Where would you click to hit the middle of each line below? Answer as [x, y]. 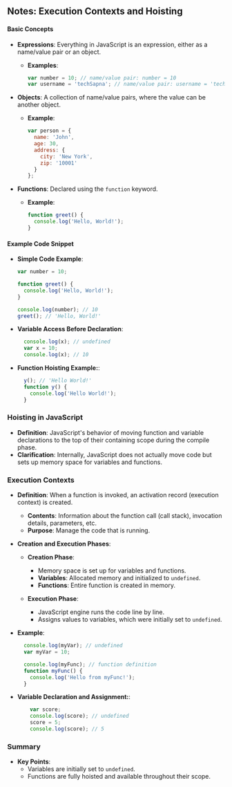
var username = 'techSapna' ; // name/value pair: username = [117, 84]
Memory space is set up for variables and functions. [112, 571]
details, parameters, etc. [62, 523]
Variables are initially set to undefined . [81, 769]
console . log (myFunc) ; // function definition [90, 664]
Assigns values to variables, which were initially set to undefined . [130, 620]
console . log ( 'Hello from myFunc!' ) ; [83, 677]
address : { [49, 150]
